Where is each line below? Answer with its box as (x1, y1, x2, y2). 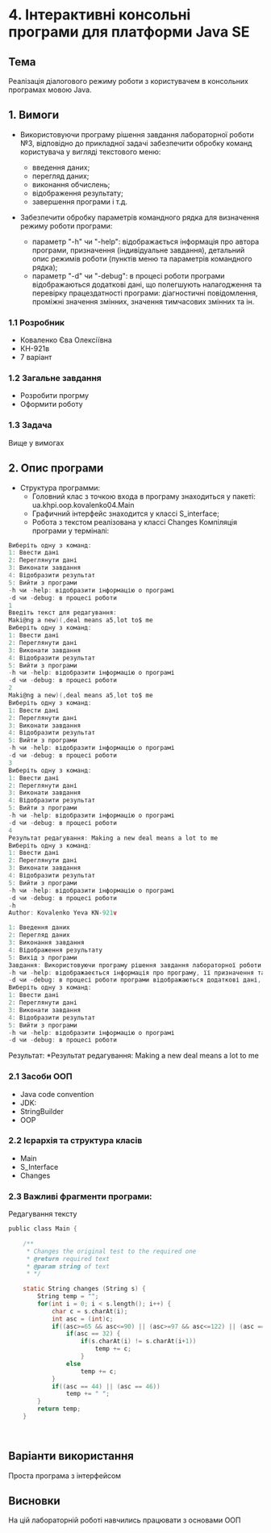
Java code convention (19, 1089, 94, 1099)
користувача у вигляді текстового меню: (19, 147, 161, 157)
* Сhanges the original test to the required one (26, 1247, 197, 1255)
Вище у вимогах (8, 438, 65, 447)
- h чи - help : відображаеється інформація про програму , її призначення (8, 969, 254, 977)
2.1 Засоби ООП (8, 1071, 73, 1083)
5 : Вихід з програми (8, 953, 78, 961)
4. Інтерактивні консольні (8, 6, 191, 24)
